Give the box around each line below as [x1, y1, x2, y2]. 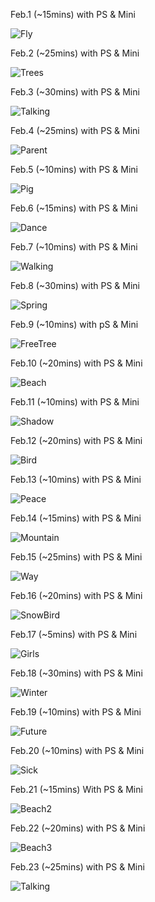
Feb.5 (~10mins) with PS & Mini [10, 164, 138, 175]
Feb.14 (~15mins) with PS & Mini [10, 512, 142, 524]
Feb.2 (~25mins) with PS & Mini [10, 47, 140, 59]
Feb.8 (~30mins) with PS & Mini [10, 280, 140, 291]
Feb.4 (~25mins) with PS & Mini [10, 125, 140, 136]
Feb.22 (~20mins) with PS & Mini [10, 822, 146, 834]
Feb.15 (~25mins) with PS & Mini [10, 551, 143, 563]
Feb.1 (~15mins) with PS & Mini [10, 9, 136, 20]
